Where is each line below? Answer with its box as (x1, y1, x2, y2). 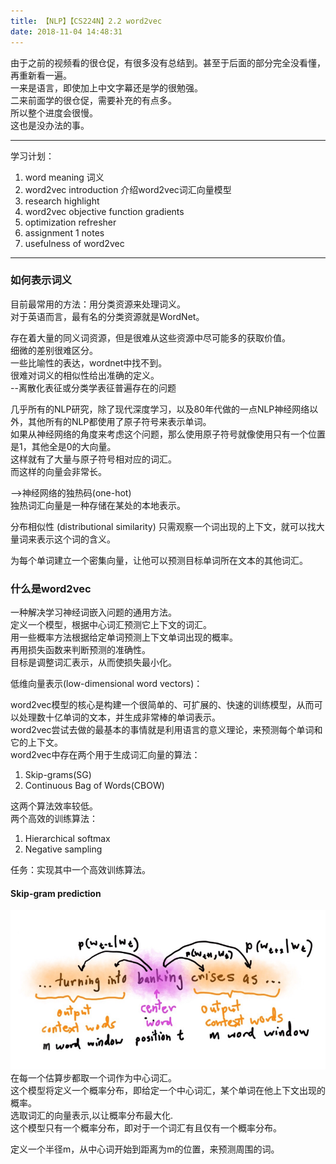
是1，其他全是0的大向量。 (10, 440, 117, 452)
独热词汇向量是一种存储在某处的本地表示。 (10, 499, 186, 511)
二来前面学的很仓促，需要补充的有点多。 (10, 94, 177, 106)
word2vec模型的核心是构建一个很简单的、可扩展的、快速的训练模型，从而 (10, 699, 315, 711)
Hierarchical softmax (24, 833, 111, 845)
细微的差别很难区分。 (10, 344, 98, 356)
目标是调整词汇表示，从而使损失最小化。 (10, 656, 177, 669)
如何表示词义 (10, 273, 73, 287)
